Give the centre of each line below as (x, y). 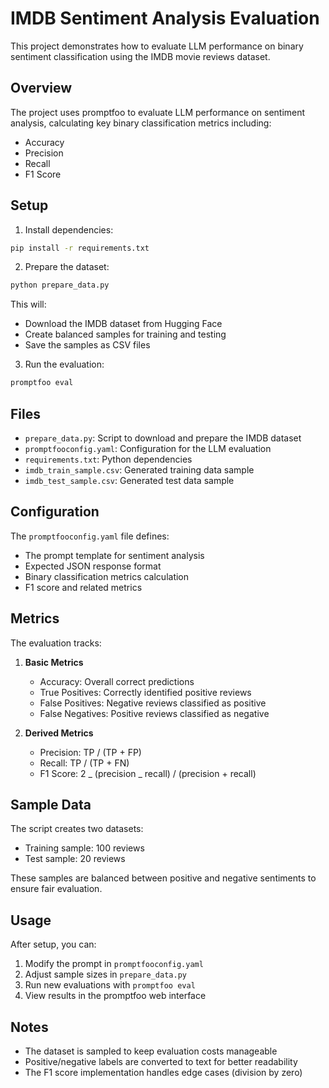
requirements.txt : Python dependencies (108, 459)
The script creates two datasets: (77, 829)
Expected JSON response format (93, 566)
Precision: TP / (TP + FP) (90, 752)
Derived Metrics (59, 733)
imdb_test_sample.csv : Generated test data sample (129, 480)
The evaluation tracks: (56, 643)
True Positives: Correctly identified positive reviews (145, 692)
